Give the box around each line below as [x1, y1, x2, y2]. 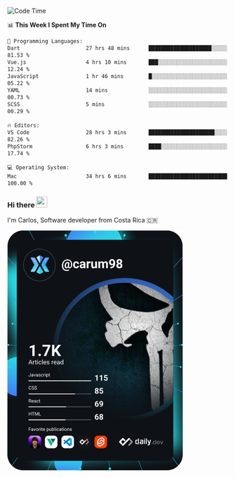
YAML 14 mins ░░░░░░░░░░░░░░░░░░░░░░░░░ [7, 87, 228, 94]
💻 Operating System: [7, 164, 70, 171]
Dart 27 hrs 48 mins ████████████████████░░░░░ [7, 45, 228, 52]
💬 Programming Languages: [7, 38, 83, 45]
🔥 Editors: [7, 122, 40, 129]
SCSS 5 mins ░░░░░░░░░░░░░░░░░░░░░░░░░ [7, 101, 228, 108]
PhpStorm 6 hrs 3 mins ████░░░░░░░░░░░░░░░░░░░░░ [7, 143, 228, 150]
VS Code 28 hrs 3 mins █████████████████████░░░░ [7, 129, 228, 136]
